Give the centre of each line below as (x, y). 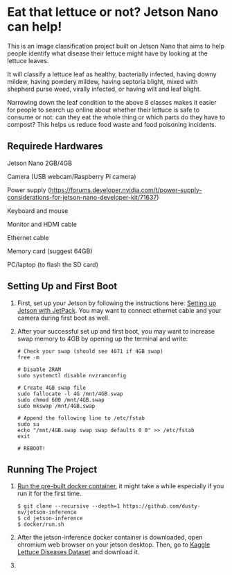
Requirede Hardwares (55, 146)
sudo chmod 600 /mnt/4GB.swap (61, 400)
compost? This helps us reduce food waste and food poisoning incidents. (112, 124)
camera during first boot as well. (63, 318)
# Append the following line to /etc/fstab (81, 418)
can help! (35, 27)
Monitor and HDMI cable (42, 224)
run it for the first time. (49, 494)
